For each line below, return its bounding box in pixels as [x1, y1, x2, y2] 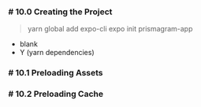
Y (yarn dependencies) [19, 48, 95, 57]
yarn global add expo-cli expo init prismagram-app [27, 24, 193, 34]
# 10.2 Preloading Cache [8, 89, 104, 100]
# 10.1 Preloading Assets [8, 68, 104, 79]
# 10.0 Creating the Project [8, 6, 113, 17]
